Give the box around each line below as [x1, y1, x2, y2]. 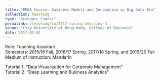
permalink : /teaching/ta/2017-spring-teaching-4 [5, 21, 107, 26]
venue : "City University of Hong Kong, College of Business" [5, 26, 134, 31]
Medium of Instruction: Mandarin [5, 54, 72, 60]
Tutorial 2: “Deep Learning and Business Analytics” [5, 69, 109, 75]
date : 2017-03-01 [5, 30, 41, 35]
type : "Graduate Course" [5, 16, 56, 21]
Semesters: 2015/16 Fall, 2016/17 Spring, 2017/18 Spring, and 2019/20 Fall [5, 49, 155, 55]
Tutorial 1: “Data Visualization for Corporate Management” [5, 64, 123, 70]
